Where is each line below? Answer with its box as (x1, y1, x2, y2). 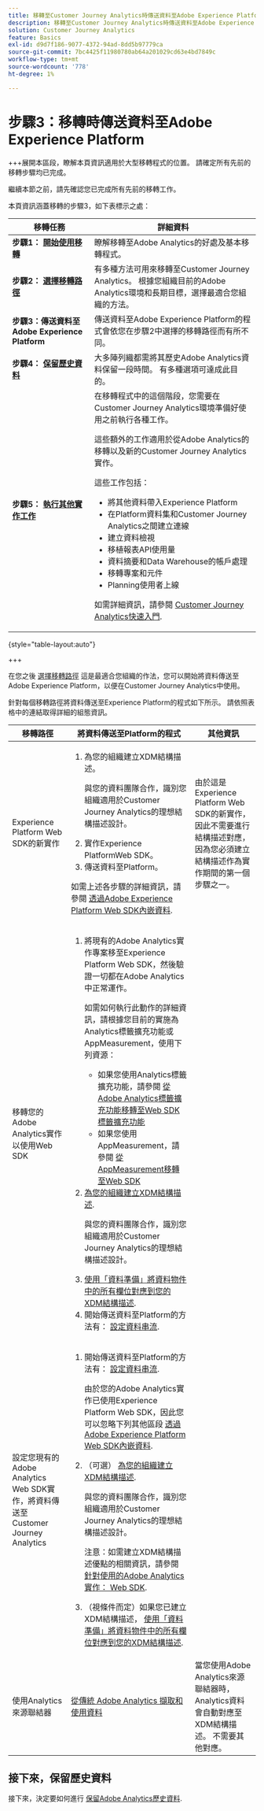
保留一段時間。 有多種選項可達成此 (101, 364, 230, 375)
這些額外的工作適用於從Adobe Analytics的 (93, 434, 250, 445)
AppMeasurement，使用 (84, 1037, 174, 1048)
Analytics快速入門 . (93, 611, 163, 622)
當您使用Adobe (195, 1659, 251, 1670)
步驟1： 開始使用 (12, 237, 75, 248)
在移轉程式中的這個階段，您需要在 (93, 391, 221, 402)
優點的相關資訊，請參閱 (92, 1558, 179, 1569)
